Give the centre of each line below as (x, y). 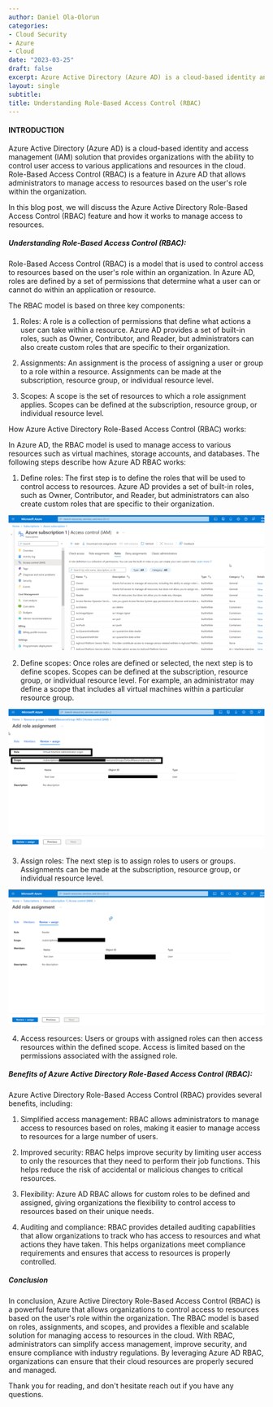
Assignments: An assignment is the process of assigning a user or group (142, 363)
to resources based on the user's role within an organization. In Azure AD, (132, 272)
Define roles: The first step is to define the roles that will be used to (133, 478)
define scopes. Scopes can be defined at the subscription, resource (134, 672)
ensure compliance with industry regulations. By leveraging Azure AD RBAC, (136, 1352)
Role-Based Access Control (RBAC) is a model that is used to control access (136, 264)
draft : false (30, 69)
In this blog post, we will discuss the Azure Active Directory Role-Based (128, 207)
